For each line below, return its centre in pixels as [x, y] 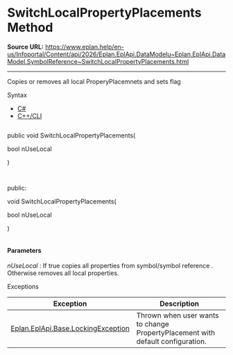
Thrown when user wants [178, 315]
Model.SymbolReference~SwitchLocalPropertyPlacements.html [98, 61]
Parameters [24, 250]
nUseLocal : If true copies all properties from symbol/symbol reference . [110, 266]
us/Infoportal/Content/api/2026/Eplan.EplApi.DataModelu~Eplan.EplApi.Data [116, 54]
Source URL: [25, 47]
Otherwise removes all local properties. [63, 273]
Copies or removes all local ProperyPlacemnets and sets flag [94, 81]
